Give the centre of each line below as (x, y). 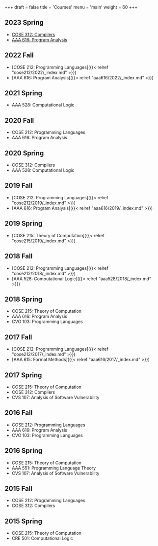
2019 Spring (24, 224)
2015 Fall (19, 489)
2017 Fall (18, 337)
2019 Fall (19, 186)
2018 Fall (19, 256)
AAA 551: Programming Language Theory (54, 468)
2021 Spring (24, 93)
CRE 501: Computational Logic (42, 538)
